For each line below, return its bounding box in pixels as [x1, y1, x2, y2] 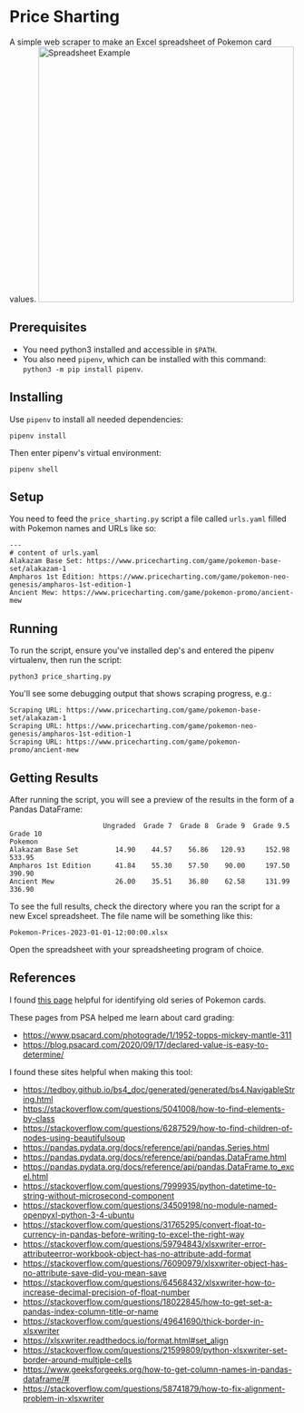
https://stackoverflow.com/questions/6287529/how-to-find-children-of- [22, 1122, 293, 1133]
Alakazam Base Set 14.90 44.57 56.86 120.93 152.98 [9, 845, 290, 855]
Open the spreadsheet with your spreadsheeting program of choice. [9, 944, 265, 954]
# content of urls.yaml [9, 548, 100, 558]
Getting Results [9, 770, 99, 786]
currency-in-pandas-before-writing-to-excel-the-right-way [22, 1229, 245, 1240]
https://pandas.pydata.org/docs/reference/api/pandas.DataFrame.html [22, 1151, 288, 1162]
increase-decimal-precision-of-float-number [22, 1287, 191, 1298]
